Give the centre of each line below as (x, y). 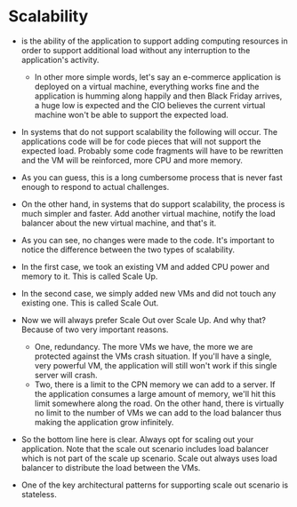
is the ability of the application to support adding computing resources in (154, 41)
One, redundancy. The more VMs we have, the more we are (144, 346)
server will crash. (66, 375)
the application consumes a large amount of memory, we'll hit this (155, 393)
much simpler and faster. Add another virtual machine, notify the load (148, 213)
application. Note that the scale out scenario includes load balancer (144, 448)
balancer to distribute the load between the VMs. (111, 467)
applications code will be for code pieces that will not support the (141, 141)
